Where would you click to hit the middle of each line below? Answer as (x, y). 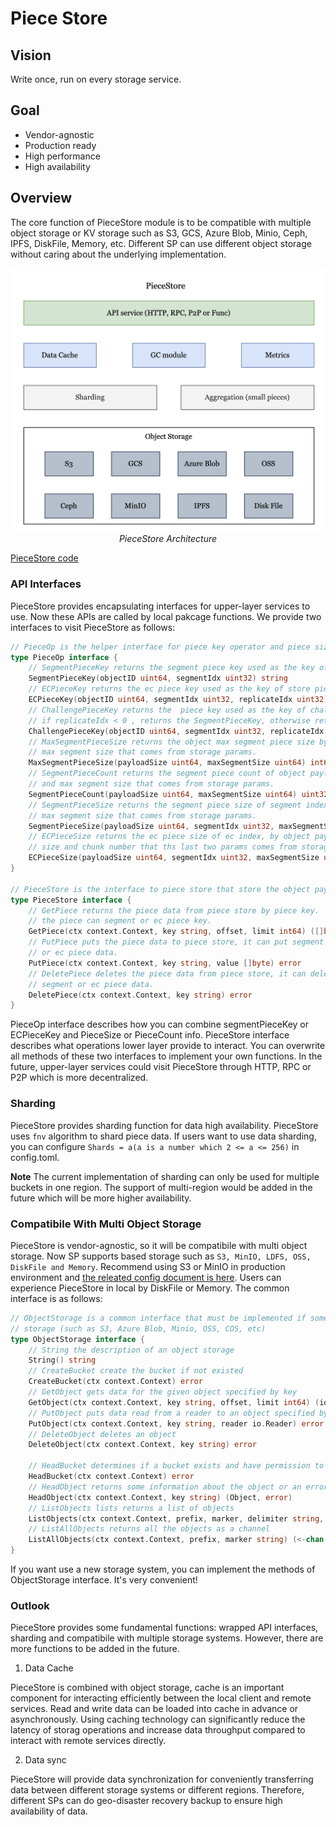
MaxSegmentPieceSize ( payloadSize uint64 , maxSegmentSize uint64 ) (167, 763)
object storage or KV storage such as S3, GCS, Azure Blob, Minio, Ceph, (159, 233)
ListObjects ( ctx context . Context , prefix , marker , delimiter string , (176, 1518)
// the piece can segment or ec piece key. (120, 921)
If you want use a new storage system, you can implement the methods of (163, 1569)
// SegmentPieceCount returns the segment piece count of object (167, 773)
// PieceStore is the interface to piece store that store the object (160, 889)
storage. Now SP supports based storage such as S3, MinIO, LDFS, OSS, (161, 1256)
